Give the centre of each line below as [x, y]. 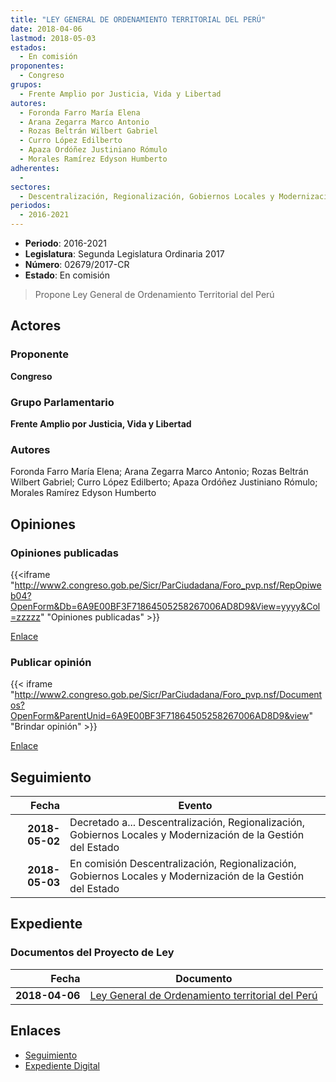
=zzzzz [25, 617]
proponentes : [37, 66]
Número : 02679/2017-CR [77, 264]
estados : [28, 47]
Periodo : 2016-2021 [65, 243]
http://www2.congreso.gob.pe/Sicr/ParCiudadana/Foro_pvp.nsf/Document [168, 695]
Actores [36, 326]
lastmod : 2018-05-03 [53, 38]
